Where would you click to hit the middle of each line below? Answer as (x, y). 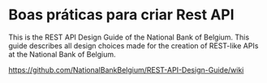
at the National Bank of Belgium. (62, 54)
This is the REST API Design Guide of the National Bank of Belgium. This (129, 37)
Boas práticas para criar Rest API (121, 15)
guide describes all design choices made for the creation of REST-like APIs (133, 45)
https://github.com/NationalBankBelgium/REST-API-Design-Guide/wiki (126, 69)
